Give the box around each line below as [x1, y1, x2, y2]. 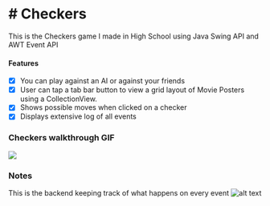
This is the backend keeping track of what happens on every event [8, 188, 230, 197]
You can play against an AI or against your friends [19, 76, 186, 86]
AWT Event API [8, 39, 59, 49]
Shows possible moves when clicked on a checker [19, 103, 187, 112]
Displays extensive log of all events [19, 111, 137, 121]
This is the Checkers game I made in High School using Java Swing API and [8, 31, 260, 41]
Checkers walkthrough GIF [8, 132, 115, 143]
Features [8, 58, 39, 68]
